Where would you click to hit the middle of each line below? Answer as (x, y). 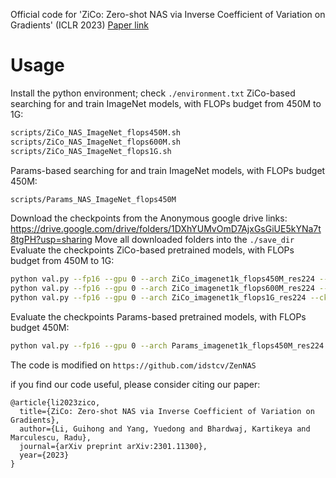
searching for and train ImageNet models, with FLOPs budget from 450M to (166, 103)
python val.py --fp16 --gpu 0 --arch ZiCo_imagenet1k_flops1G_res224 (158, 298)
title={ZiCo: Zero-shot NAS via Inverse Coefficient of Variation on (167, 411)
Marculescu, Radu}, (51, 437)
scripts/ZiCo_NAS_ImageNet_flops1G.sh (91, 151)
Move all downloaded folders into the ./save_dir (194, 240)
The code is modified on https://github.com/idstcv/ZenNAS (133, 365)
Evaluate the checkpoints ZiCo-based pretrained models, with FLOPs (152, 250)
